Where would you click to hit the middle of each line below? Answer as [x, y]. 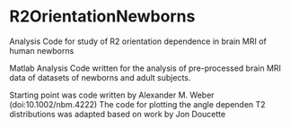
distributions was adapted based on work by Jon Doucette [118, 114]
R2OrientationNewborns [102, 17]
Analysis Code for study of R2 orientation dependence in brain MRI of [138, 41]
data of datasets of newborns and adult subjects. [100, 77]
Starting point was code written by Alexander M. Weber [112, 95]
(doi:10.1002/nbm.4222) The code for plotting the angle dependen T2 [138, 104]
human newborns [42, 50]
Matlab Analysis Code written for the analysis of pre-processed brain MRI [145, 68]
